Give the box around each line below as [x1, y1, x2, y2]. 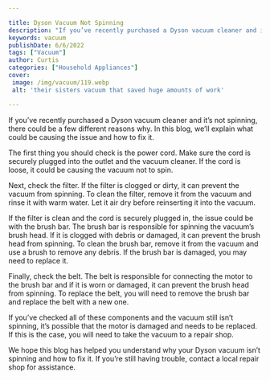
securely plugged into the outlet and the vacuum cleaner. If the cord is [8, 156, 241, 165]
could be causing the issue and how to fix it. [8, 132, 154, 141]
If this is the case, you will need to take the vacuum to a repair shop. [8, 329, 235, 339]
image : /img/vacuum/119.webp [11, 78, 110, 87]
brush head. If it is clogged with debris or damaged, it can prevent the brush [8, 230, 261, 239]
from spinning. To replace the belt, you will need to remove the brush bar [8, 288, 250, 298]
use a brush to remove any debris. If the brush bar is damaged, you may [8, 247, 247, 257]
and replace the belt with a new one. [8, 296, 129, 306]
